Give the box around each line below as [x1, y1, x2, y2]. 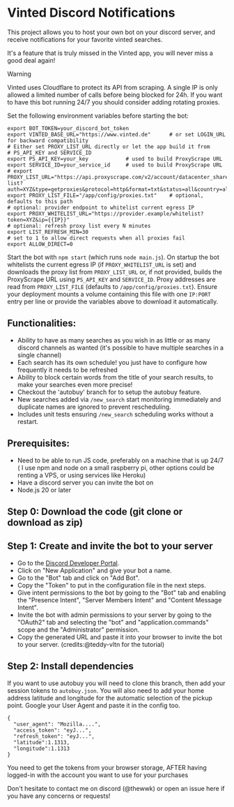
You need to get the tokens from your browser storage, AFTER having [7, 763, 207, 771]
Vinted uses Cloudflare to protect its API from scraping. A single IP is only [7, 83, 218, 91]
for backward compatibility [7, 137, 89, 144]
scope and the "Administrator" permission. [17, 625, 140, 634]
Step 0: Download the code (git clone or [7, 506, 183, 517]
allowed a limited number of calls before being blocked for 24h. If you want [7, 91, 223, 99]
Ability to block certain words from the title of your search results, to [17, 373, 214, 381]
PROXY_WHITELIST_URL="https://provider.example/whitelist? [29, 210, 204, 217]
